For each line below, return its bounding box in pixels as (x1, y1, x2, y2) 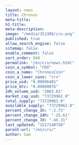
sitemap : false (5, 46, 38, 51)
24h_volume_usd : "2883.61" (5, 88, 63, 94)
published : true (5, 37, 40, 42)
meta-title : (5, 17, 31, 22)
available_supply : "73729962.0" (5, 103, 74, 108)
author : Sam (5, 132, 31, 137)
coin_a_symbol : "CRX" (5, 65, 52, 70)
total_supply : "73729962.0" (5, 98, 66, 103)
